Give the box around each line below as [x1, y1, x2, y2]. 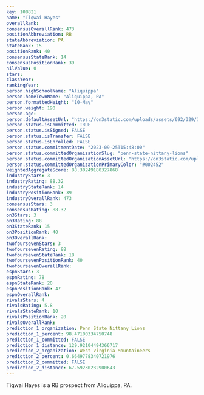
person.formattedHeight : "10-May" [6, 99, 94, 105]
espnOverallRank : [6, 291, 50, 298]
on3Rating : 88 [6, 218, 42, 224]
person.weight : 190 [6, 105, 56, 111]
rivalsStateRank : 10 [6, 308, 59, 315]
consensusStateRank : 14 [6, 54, 67, 60]
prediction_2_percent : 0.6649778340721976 [6, 354, 115, 360]
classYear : [6, 77, 34, 83]
